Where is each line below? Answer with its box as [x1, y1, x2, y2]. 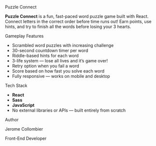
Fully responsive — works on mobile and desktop [12, 73, 110, 79]
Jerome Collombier [5, 126, 43, 132]
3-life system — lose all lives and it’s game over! [12, 58, 108, 63]
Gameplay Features [5, 33, 44, 39]
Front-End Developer [5, 135, 47, 141]
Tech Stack [5, 83, 28, 88]
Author [5, 117, 19, 122]
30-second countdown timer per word [12, 48, 88, 53]
